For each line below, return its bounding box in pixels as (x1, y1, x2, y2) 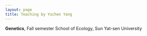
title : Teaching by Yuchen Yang (5, 12, 72, 17)
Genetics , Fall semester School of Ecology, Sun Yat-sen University (5, 25, 142, 31)
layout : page (5, 7, 32, 12)
